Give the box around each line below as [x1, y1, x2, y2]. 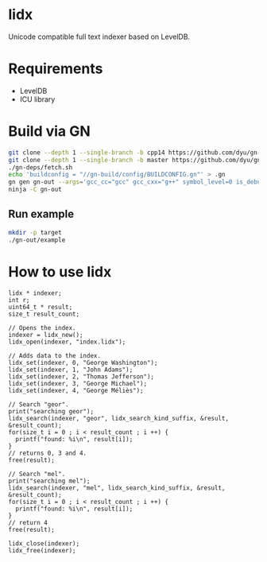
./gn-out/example [8, 236, 66, 244]
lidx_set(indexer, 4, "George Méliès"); [8, 386, 145, 394]
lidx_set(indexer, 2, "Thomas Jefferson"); [8, 372, 155, 381]
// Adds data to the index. [8, 351, 102, 359]
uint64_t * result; [8, 303, 73, 311]
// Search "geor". [8, 400, 69, 409]
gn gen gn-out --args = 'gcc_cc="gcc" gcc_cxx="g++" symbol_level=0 [8, 178, 233, 186]
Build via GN [8, 122, 91, 141]
